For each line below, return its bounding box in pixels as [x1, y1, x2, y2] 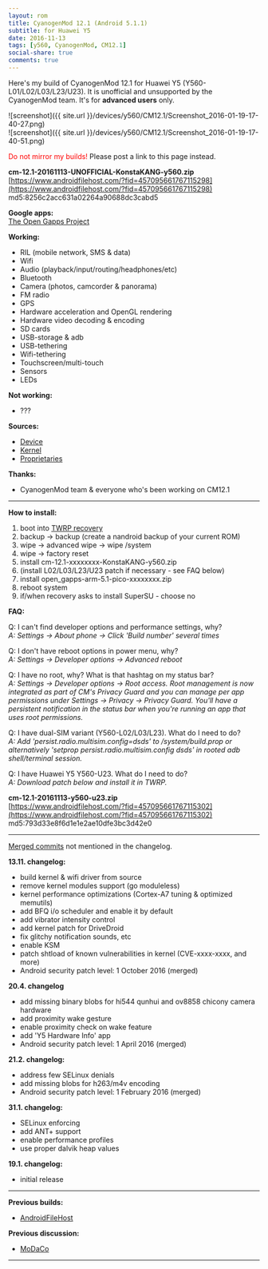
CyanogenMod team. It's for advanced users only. [8, 95, 175, 105]
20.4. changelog [8, 981, 65, 991]
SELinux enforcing [19, 1118, 81, 1128]
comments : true [8, 57, 59, 65]
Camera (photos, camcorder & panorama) [19, 281, 158, 291]
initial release [19, 1174, 64, 1183]
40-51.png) [8, 136, 45, 145]
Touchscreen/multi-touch [19, 357, 104, 368]
